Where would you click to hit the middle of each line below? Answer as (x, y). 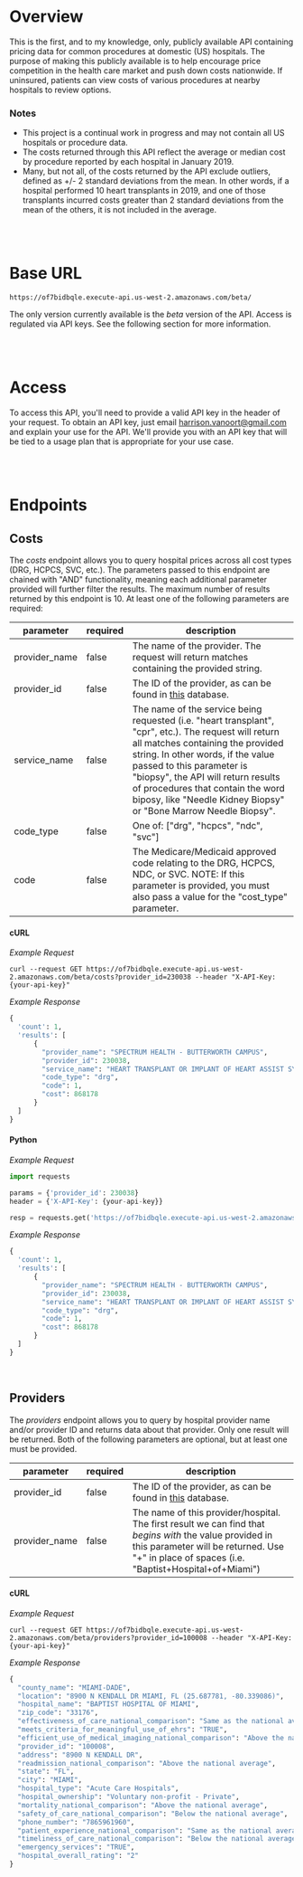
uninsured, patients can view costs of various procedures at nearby (135, 80)
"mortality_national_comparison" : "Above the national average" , (143, 1805)
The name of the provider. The (197, 646)
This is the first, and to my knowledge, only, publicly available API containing (151, 42)
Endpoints (48, 505)
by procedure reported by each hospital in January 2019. (128, 162)
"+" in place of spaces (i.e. (188, 1558)
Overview (46, 17)
